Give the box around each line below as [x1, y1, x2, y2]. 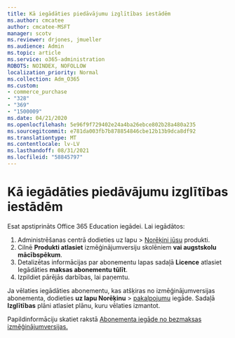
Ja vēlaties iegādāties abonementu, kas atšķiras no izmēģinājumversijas [7, 286, 215, 295]
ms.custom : [7, 82, 39, 89]
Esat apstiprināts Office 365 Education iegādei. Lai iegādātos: [7, 222, 185, 230]
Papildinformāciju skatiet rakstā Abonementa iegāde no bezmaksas [7, 315, 202, 323]
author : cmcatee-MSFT [7, 23, 71, 30]
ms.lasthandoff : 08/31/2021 [7, 147, 90, 154]
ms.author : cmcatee [7, 17, 65, 24]
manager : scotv [7, 29, 52, 37]
